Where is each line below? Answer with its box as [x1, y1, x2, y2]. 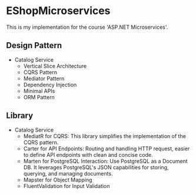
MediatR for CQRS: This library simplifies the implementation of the [23, 132, 187, 139]
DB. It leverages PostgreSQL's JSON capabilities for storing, [23, 163, 169, 171]
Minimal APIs [23, 87, 55, 95]
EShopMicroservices [6, 4, 111, 18]
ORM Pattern [23, 93, 55, 100]
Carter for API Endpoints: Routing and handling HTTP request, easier [23, 145, 190, 152]
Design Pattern [6, 41, 62, 51]
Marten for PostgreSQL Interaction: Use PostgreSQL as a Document [23, 157, 188, 164]
